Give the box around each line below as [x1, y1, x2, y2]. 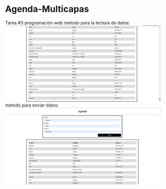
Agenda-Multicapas [5, 3, 89, 15]
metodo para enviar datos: [5, 102, 59, 108]
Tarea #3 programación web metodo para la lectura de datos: [5, 20, 130, 26]
